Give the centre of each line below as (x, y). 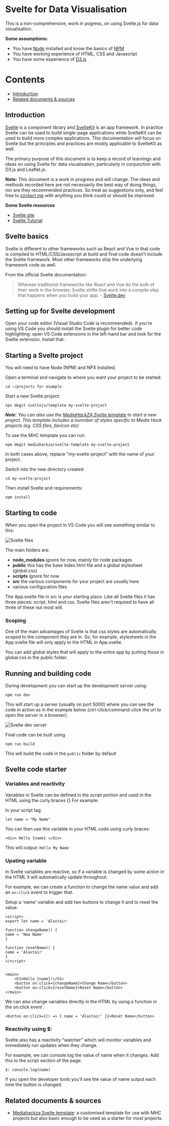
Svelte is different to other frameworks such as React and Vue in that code (83, 248)
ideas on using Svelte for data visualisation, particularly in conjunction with (83, 164)
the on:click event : (25, 1007)
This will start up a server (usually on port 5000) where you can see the (80, 704)
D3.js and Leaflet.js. (26, 169)
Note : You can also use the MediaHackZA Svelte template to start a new (81, 415)
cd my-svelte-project (28, 479)
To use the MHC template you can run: (45, 435)
